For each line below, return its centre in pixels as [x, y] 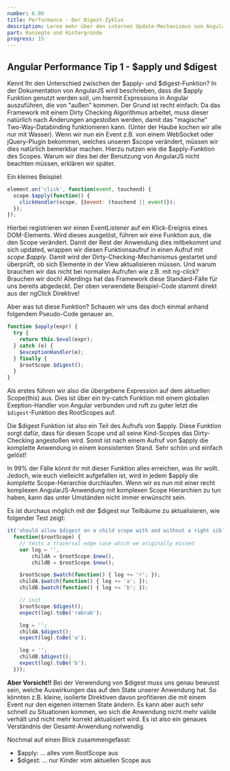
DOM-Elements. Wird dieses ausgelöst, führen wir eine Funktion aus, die [110, 235]
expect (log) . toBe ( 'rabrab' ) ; [61, 613]
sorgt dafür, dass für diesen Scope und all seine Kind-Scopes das [100, 434]
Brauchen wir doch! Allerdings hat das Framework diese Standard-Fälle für [112, 279]
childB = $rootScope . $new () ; [73, 562]
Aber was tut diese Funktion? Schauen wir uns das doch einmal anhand [108, 307]
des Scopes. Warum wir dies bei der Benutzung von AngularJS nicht [103, 156]
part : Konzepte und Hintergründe [55, 33]
